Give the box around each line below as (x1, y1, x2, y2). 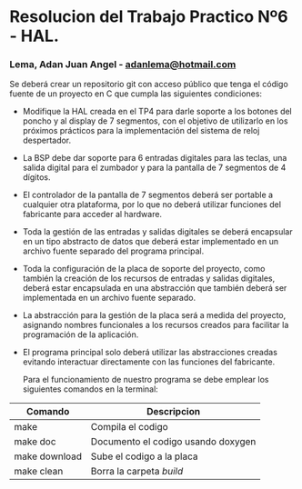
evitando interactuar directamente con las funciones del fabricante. (22, 356, 276, 367)
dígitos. (22, 172, 51, 183)
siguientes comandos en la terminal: (22, 384, 159, 394)
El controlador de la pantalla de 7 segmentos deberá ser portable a (22, 189, 274, 201)
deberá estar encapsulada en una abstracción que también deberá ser (22, 283, 287, 294)
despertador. (22, 135, 72, 146)
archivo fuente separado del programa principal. (22, 245, 205, 256)
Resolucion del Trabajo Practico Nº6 (9, 6, 288, 27)
